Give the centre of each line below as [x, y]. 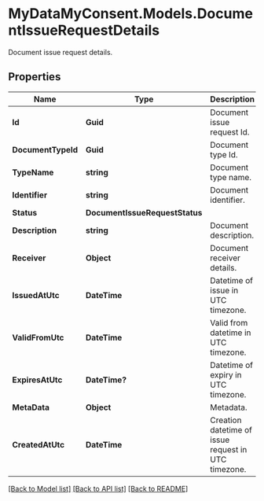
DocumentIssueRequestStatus [144, 212]
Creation [226, 420]
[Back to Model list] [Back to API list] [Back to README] [98, 488]
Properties [35, 77]
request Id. [230, 132]
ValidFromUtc [38, 337]
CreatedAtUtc [38, 444]
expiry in [226, 374]
